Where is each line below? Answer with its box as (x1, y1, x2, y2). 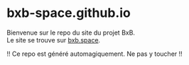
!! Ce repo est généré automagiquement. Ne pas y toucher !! (6, 49, 183, 58)
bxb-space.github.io (6, 5, 131, 21)
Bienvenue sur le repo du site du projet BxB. (6, 28, 136, 37)
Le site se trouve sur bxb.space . (6, 35, 101, 44)
